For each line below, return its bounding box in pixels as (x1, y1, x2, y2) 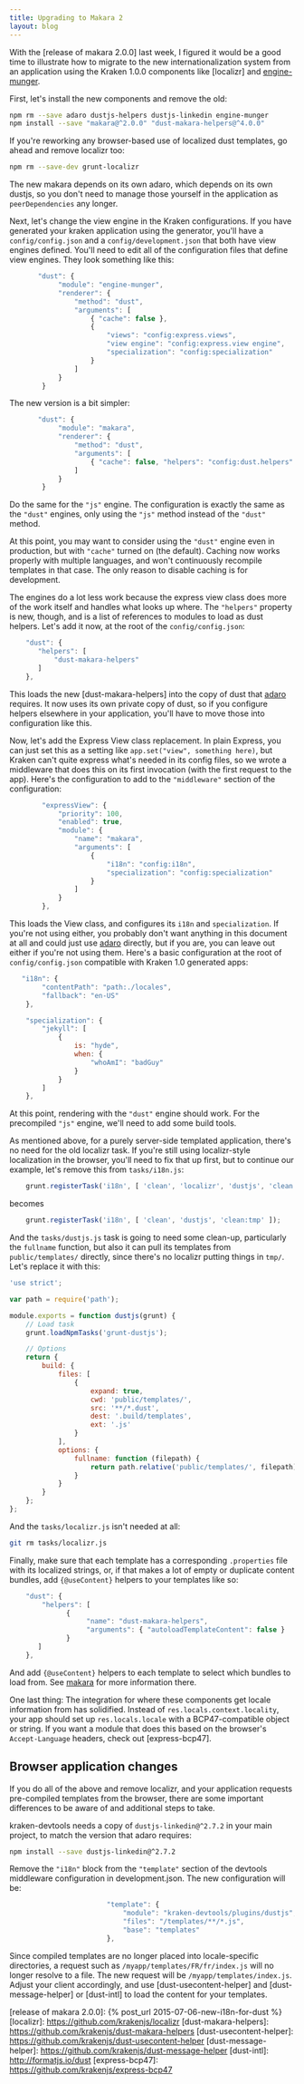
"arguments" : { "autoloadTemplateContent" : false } (86, 1625, 285, 1634)
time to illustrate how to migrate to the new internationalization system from (9, 56, 291, 67)
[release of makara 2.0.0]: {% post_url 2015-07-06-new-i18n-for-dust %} (9, 2006, 282, 2017)
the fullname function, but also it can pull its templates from (9, 1242, 232, 1252)
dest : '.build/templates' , (90, 1411, 193, 1421)
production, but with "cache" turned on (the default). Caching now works (9, 546, 280, 557)
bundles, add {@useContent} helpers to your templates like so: (9, 1574, 239, 1585)
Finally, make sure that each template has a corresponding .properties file (9, 1555, 288, 1565)
